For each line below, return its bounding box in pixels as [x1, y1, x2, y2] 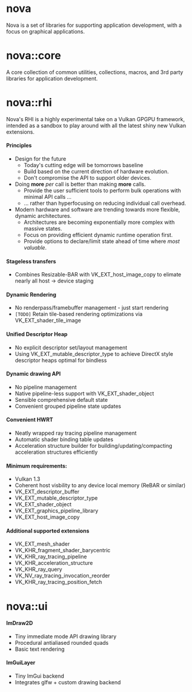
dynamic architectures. [14, 213, 72, 220]
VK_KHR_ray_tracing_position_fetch [14, 579, 103, 586]
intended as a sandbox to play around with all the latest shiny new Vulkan [6, 122, 187, 129]
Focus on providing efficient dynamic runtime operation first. [23, 232, 173, 239]
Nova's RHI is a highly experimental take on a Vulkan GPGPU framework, [6, 115, 185, 122]
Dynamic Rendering [6, 291, 57, 298]
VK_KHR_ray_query [14, 566, 63, 573]
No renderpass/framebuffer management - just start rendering [14, 304, 169, 312]
